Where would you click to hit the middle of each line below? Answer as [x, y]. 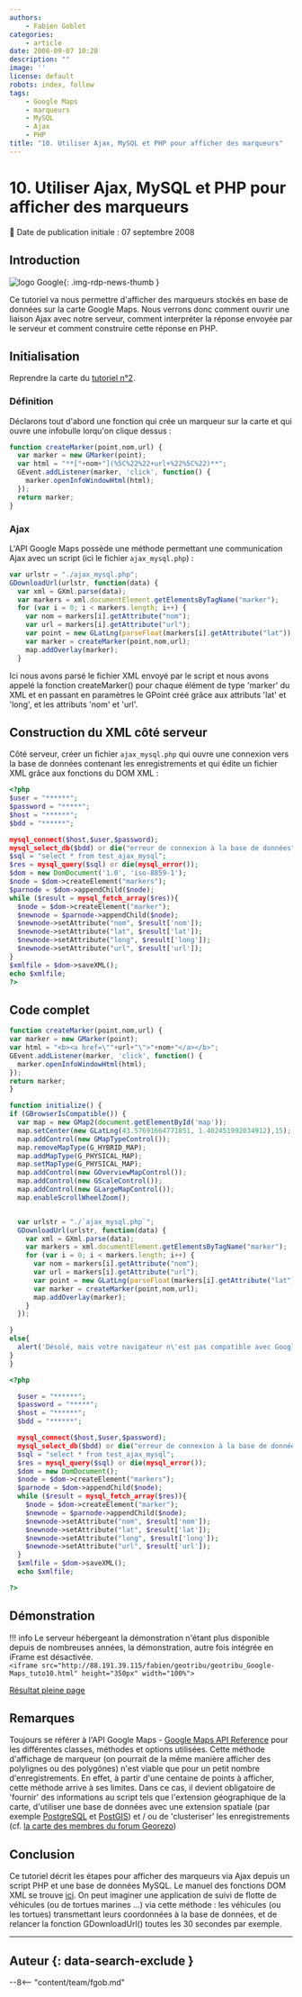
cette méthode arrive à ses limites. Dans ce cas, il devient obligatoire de [142, 1788]
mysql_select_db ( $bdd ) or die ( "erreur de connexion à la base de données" [152, 848]
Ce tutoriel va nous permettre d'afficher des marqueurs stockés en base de [149, 299]
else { [19, 1339]
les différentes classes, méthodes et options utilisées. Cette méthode [137, 1749]
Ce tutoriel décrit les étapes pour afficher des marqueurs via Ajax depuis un [150, 1876]
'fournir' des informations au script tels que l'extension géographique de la [147, 1797]
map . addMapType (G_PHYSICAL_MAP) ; [80, 1156]
